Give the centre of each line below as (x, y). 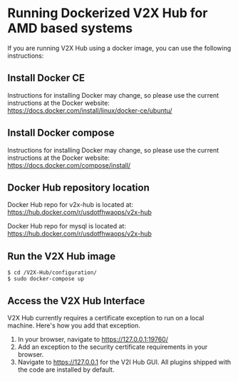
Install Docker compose (61, 133)
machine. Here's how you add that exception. (74, 325)
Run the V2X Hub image (62, 256)
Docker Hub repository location (78, 187)
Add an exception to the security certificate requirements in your (113, 347)
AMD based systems (70, 28)
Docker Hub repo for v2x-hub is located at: (71, 205)
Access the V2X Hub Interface (76, 301)
